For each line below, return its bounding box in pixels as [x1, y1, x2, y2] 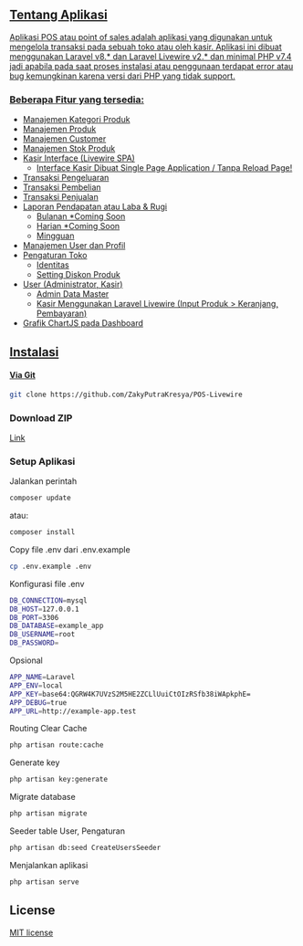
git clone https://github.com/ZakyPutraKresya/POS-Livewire [9, 390, 244, 399]
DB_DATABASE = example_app [9, 621, 104, 631]
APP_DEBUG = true [9, 698, 68, 707]
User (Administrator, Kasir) [22, 279, 123, 290]
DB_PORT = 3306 [9, 613, 59, 622]
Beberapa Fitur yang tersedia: [9, 93, 144, 106]
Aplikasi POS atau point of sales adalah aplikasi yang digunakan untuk [9, 31, 273, 42]
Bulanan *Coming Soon [36, 211, 126, 222]
